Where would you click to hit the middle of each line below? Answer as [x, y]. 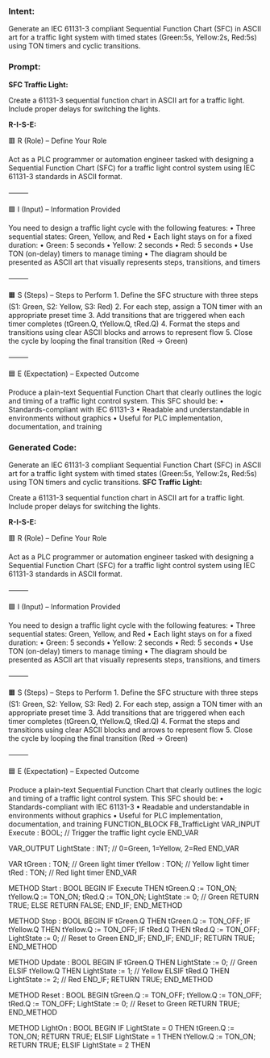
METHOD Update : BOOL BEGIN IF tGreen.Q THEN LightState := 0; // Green [133, 962]
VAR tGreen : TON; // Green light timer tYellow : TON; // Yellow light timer [129, 864]
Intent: [21, 11]
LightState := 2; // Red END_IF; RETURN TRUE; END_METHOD [111, 979]
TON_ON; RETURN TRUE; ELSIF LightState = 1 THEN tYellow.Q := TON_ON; [132, 1036]
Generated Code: [43, 447]
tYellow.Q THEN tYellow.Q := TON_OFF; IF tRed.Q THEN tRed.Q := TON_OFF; [134, 929]
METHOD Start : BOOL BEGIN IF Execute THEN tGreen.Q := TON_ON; [123, 888]
